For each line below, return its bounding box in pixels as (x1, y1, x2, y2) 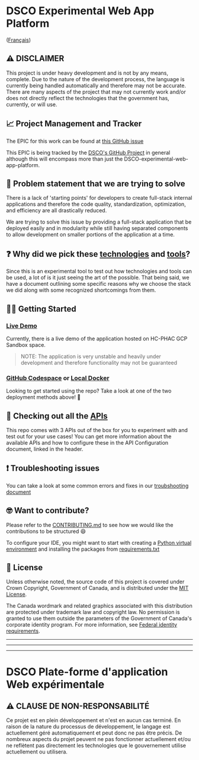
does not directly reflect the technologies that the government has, (6, 94, 170, 101)
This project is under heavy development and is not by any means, (6, 69, 169, 76)
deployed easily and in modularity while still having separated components (6, 225, 188, 232)
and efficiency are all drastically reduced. (6, 207, 107, 214)
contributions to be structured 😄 (6, 528, 86, 535)
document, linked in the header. (6, 445, 84, 452)
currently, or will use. (6, 101, 57, 108)
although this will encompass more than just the (6, 155, 123, 162)
